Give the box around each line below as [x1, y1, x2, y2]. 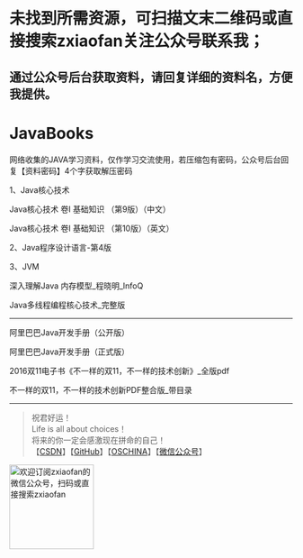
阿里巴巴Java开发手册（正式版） [9, 346, 130, 357]
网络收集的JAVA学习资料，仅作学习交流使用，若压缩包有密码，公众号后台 [9, 154, 281, 165]
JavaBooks [9, 123, 94, 143]
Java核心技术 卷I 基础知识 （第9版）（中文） [9, 204, 171, 215]
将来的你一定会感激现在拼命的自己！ [31, 435, 166, 445]
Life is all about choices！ [31, 423, 128, 434]
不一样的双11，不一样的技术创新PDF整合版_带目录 [9, 384, 193, 395]
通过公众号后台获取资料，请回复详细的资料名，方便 [9, 69, 293, 85]
